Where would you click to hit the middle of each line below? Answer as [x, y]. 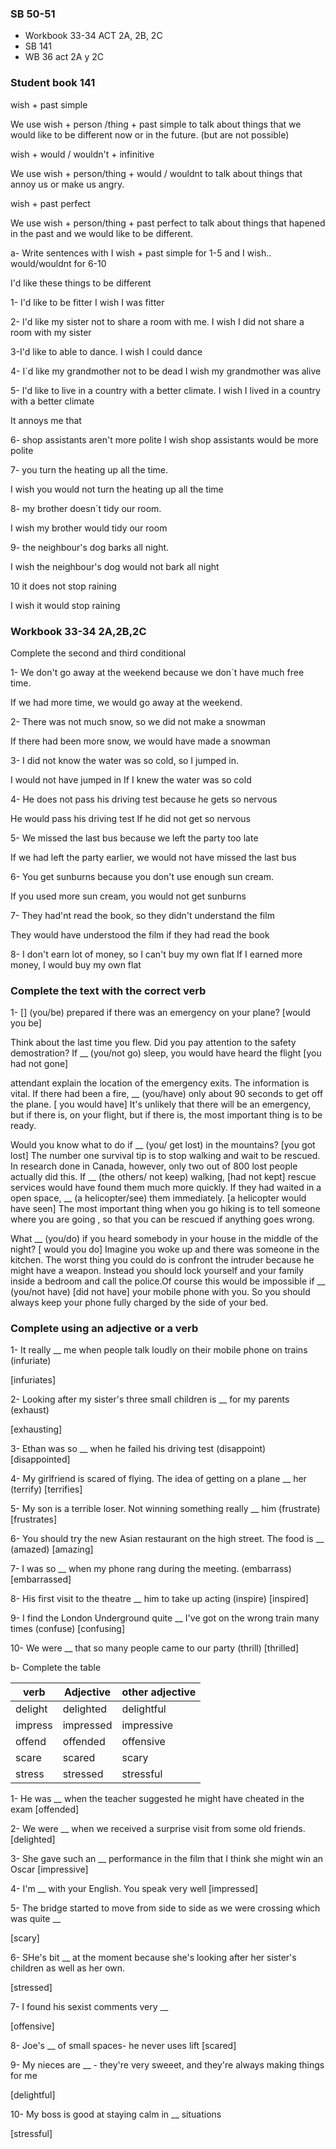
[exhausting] [36, 1429]
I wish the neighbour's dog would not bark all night [115, 566]
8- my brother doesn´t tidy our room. [86, 508]
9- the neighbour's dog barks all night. [90, 547]
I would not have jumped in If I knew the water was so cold [131, 779]
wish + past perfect [50, 203]
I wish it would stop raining [65, 605]
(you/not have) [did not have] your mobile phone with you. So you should [160, 1292]
